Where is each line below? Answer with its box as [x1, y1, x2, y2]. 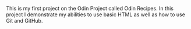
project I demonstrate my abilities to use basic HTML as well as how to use [6, 11, 185, 18]
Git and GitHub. [6, 17, 43, 24]
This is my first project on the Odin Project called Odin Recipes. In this [6, 5, 174, 12]
